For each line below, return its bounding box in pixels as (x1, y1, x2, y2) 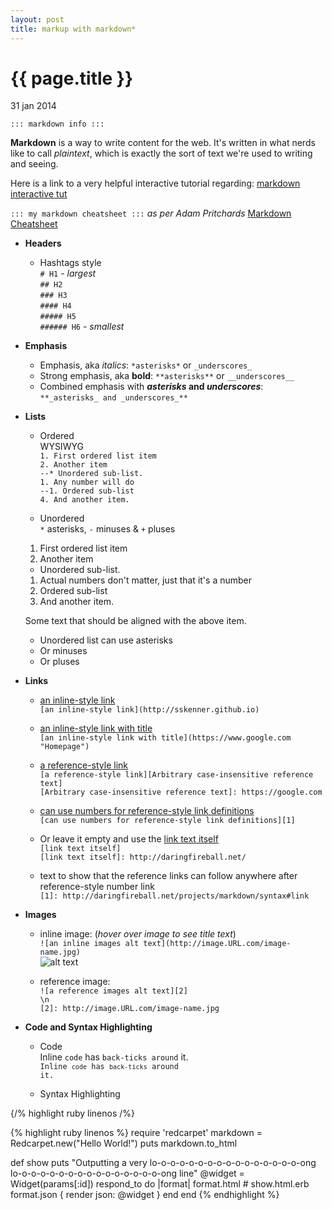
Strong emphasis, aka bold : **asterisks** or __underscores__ (39, 370, 295, 382)
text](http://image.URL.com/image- (143, 939, 292, 949)
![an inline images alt (39, 939, 140, 949)
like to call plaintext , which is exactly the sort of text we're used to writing (10, 147, 313, 160)
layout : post (10, 14, 65, 25)
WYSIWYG (39, 441, 84, 453)
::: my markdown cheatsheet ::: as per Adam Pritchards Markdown (10, 207, 292, 220)
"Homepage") (39, 742, 90, 752)
